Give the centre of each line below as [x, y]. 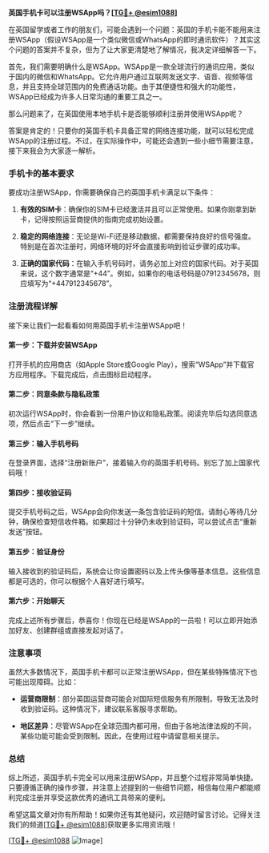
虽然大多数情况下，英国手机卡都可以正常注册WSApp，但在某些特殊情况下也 [133, 672]
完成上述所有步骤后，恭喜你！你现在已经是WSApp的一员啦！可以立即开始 [129, 620]
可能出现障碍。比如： [43, 682]
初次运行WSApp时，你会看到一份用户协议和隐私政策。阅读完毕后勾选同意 [129, 413]
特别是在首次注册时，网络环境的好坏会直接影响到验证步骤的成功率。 [132, 247]
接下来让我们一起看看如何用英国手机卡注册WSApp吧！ [98, 325]
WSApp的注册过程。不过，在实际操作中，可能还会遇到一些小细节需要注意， [133, 141]
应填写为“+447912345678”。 [68, 284]
